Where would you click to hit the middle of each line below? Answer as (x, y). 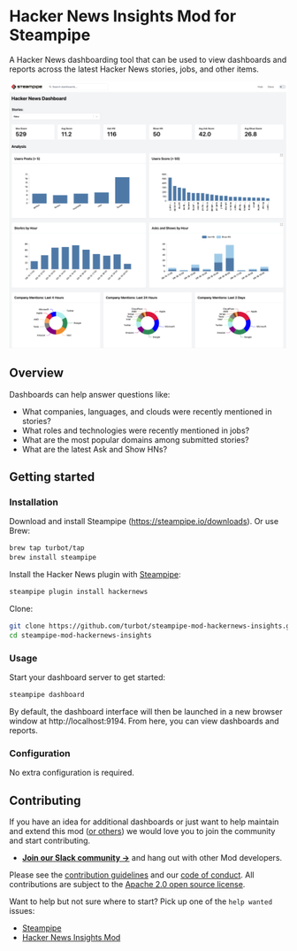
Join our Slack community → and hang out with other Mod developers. (152, 857)
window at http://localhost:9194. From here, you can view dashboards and (144, 721)
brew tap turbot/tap (47, 548)
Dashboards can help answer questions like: (90, 394)
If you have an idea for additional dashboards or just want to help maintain (144, 822)
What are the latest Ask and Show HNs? (95, 449)
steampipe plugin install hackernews (79, 592)
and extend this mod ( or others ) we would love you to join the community (142, 831)
